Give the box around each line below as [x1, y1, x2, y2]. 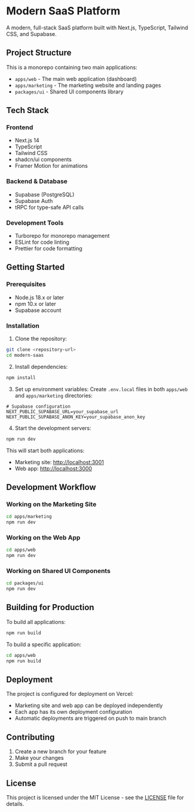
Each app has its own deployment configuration [14, 708, 133, 716]
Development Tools [6, 219, 64, 227]
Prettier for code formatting [14, 245, 82, 252]
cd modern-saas [6, 352, 44, 358]
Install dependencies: [14, 363, 68, 370]
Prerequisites [6, 280, 46, 289]
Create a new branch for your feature [14, 748, 107, 755]
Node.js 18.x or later [14, 293, 64, 301]
